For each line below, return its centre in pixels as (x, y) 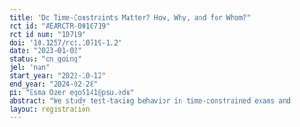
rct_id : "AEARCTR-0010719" (60, 26)
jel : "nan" (30, 68)
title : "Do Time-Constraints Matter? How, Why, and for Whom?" (130, 17)
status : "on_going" (46, 59)
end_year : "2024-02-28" (54, 84)
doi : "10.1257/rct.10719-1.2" (66, 42)
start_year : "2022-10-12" (57, 76)
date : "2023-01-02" (46, 51)
